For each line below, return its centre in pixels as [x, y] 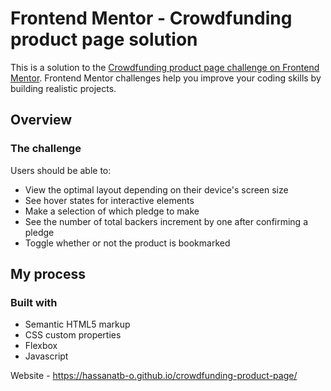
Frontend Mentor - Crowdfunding [151, 18]
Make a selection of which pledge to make [112, 211]
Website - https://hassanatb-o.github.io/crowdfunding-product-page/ [154, 376]
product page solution [104, 39]
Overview [41, 120]
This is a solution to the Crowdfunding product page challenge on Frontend [165, 67]
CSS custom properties [73, 335]
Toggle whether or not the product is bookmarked [127, 243]
